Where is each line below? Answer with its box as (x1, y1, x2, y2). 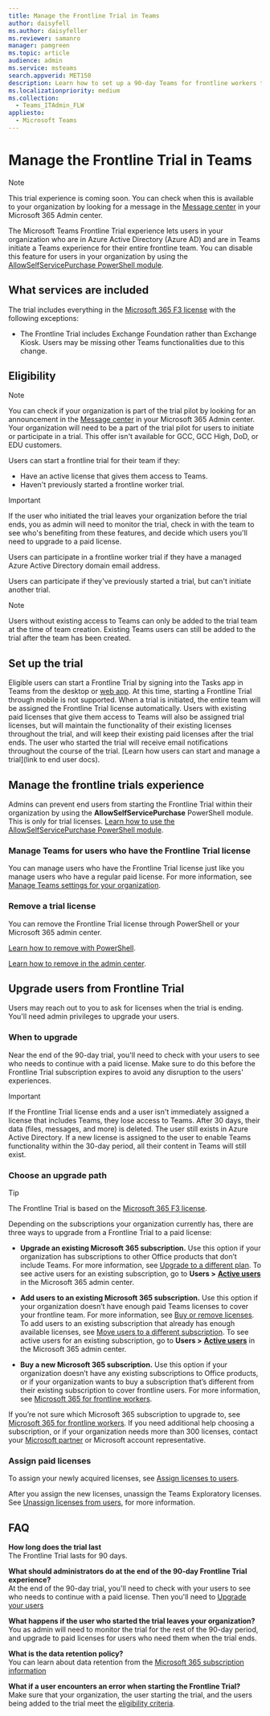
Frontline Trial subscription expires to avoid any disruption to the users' (8, 1067, 243, 1077)
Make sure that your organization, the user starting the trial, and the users (8, 1690, 253, 1700)
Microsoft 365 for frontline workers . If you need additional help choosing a (8, 1418, 255, 1428)
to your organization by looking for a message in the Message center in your (8, 202, 261, 211)
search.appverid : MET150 (8, 72, 92, 80)
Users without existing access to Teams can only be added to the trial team (8, 616, 258, 626)
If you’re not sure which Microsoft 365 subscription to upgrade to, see (8, 1410, 241, 1419)
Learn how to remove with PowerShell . (8, 942, 137, 953)
